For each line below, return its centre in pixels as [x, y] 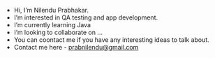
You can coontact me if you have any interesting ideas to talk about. [111, 40]
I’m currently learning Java [52, 25]
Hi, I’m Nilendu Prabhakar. [51, 10]
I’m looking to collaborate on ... [58, 32]
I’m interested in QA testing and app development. [86, 17]
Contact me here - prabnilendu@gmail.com [76, 47]
